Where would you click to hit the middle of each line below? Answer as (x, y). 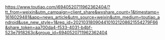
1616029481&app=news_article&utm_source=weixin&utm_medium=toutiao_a (82, 17)
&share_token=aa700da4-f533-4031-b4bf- (49, 27)
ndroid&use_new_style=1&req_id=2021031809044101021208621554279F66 (82, 22)
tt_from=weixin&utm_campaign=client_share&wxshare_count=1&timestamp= (82, 12)
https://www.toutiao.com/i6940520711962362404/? (58, 7)
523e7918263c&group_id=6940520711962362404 (56, 33)
